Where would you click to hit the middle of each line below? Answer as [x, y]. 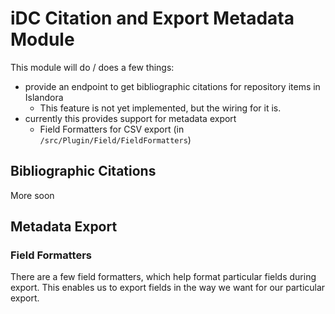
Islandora [44, 97]
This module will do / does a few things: [92, 67]
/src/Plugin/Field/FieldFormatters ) [115, 139]
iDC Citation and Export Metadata [152, 18]
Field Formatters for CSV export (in [112, 129]
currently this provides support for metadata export [130, 118]
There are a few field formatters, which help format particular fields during [163, 277]
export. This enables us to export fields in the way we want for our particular [168, 288]
